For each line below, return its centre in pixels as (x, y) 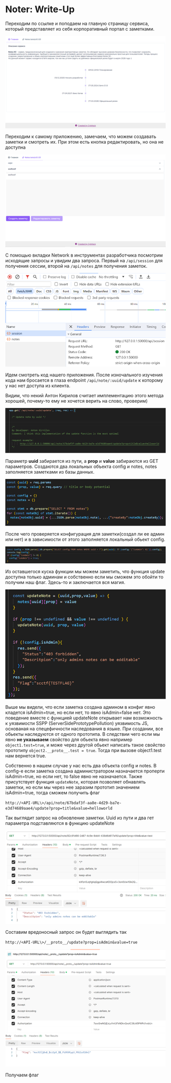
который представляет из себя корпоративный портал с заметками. (80, 29)
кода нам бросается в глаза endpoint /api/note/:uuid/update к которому (84, 380)
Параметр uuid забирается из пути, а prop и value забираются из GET (82, 461)
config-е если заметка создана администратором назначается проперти (85, 771)
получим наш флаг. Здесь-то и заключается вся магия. (65, 582)
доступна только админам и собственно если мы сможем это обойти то (84, 577)
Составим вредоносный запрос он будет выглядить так (66, 932)
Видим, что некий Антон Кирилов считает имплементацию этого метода (84, 395)
